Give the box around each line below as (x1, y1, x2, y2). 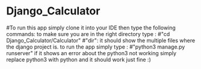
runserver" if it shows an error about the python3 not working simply (6, 49, 176, 56)
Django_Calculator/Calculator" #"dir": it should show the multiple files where (6, 37, 196, 44)
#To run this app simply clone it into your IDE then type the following (6, 24, 176, 31)
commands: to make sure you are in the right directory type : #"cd (6, 30, 170, 37)
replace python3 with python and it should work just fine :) (6, 56, 152, 63)
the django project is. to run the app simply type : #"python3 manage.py (6, 43, 185, 50)
